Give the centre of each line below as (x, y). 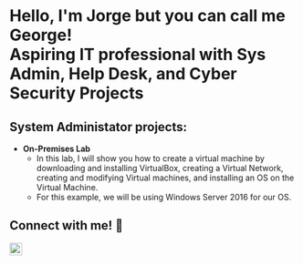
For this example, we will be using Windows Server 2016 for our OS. (164, 197)
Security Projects (77, 93)
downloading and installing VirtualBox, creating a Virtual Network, (160, 168)
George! (41, 35)
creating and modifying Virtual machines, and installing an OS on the (165, 178)
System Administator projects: (99, 127)
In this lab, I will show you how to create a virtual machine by (150, 158)
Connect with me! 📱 (66, 225)
